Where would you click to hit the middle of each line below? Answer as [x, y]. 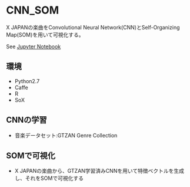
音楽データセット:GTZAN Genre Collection [66, 135]
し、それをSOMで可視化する [49, 178]
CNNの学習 [26, 120]
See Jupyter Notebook [34, 46]
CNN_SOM [33, 10]
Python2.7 [27, 81]
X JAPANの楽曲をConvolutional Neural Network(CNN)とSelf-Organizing [93, 27]
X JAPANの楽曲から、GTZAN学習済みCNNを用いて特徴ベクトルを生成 [99, 171]
